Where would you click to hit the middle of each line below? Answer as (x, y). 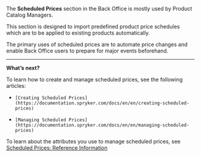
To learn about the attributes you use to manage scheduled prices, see (93, 141)
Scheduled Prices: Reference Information (57, 148)
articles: (16, 86)
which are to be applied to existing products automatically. (78, 33)
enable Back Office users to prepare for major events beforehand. (87, 51)
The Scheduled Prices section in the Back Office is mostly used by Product (99, 9)
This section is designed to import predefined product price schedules (93, 27)
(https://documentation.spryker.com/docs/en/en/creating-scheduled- (102, 103)
